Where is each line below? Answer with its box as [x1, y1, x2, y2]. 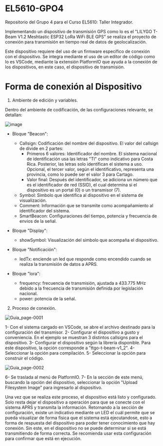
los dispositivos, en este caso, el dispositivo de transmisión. [5, 64, 125, 70]
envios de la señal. [19, 218, 57, 224]
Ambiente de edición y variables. [12, 97, 78, 103]
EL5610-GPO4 [5, 3, 64, 14]
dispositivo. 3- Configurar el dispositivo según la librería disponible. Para [5, 340, 151, 345]
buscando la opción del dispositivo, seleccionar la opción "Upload [5, 379, 138, 385]
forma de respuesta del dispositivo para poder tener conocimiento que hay [5, 420, 155, 425]
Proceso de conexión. [12, 305, 56, 311]
